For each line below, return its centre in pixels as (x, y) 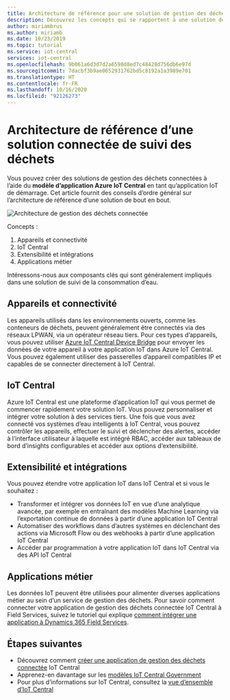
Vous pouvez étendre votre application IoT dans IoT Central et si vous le (108, 484)
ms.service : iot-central (42, 52)
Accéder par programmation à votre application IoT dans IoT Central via (118, 548)
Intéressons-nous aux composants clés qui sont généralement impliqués (110, 275)
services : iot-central (39, 58)
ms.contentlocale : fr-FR (42, 84)
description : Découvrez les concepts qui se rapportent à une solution (111, 20)
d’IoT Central (35, 689)
